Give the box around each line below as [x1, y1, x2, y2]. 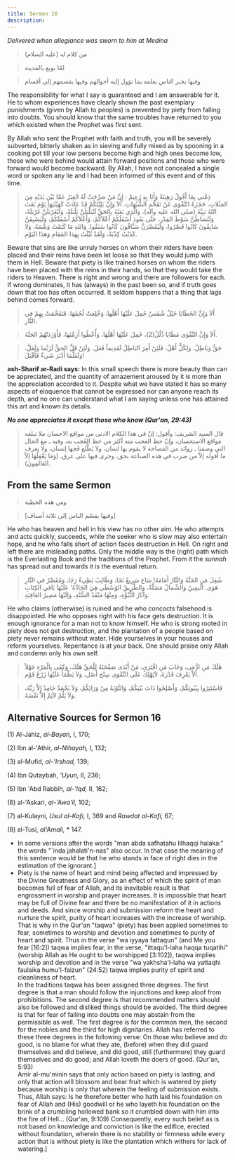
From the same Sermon [7, 479, 111, 491]
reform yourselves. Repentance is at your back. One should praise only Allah [7, 641, 229, 650]
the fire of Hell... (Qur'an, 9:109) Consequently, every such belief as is [17, 1115, 220, 1124]
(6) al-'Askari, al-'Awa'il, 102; [7, 798, 91, 807]
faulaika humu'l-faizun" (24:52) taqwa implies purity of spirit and [17, 966, 205, 974]
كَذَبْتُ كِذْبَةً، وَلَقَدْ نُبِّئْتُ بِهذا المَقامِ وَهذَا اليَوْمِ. [24, 229, 138, 238]
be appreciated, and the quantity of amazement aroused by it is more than [7, 372, 222, 380]
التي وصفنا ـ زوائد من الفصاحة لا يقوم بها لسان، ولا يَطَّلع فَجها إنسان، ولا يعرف [24, 444, 226, 453]
